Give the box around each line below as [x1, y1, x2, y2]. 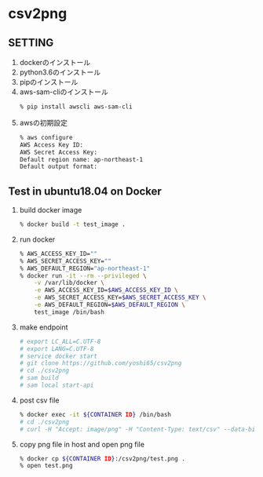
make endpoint [19, 322, 68, 332]
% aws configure [19, 133, 73, 141]
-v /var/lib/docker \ [34, 279, 104, 287]
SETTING [8, 36, 54, 49]
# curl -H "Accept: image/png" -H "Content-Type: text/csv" [19, 425, 221, 433]
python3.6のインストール [19, 67, 101, 77]
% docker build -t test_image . [19, 220, 126, 228]
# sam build [19, 374, 59, 382]
